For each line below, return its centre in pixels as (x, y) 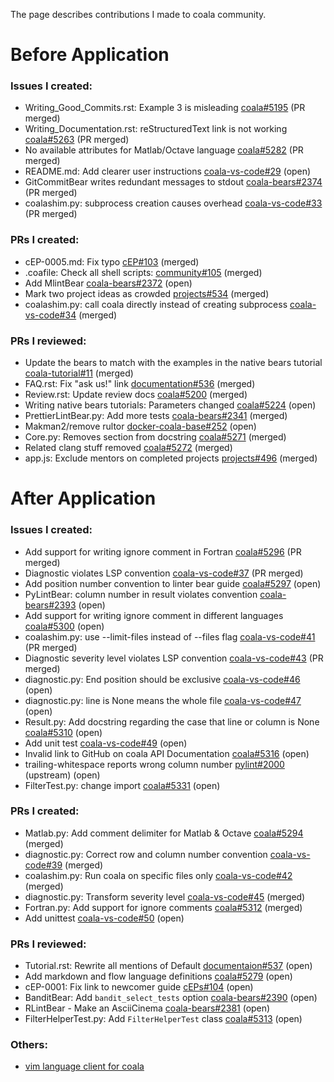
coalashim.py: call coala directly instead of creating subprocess (156, 304)
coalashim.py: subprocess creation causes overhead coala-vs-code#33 (173, 203)
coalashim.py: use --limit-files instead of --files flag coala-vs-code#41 (170, 636)
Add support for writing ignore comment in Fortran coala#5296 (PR (163, 551)
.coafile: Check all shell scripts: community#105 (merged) (143, 272)
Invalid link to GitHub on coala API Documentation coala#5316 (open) (167, 753)
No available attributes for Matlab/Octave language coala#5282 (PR (164, 150)
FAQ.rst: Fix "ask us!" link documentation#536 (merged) (140, 384)
